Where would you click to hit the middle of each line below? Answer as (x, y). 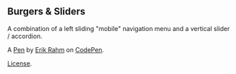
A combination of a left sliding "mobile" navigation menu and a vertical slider (119, 28)
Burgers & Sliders (47, 12)
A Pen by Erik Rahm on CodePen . (56, 49)
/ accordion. (25, 36)
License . (20, 63)
